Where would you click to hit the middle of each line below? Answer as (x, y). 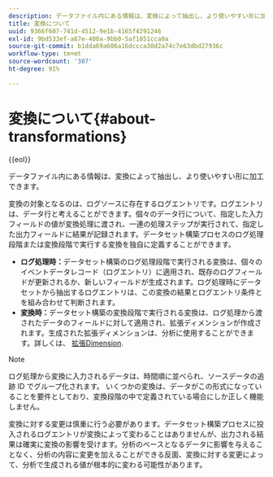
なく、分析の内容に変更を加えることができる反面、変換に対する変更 (129, 454)
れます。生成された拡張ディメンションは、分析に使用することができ (134, 333)
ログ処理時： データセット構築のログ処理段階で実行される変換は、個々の (141, 261)
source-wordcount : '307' (50, 62)
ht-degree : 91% (34, 69)
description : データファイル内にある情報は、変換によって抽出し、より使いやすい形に (135, 16)
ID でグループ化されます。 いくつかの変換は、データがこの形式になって (136, 386)
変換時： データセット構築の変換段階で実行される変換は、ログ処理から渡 (141, 312)
